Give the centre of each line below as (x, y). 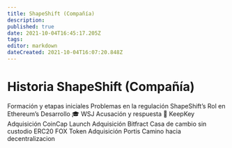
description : (26, 20)
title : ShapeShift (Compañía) (51, 14)
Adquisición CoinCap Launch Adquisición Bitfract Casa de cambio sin (107, 124)
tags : (15, 40)
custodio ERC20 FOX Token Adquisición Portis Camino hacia (94, 131)
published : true (31, 26)
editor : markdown (32, 46)
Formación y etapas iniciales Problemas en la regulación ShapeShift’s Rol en (116, 106)
